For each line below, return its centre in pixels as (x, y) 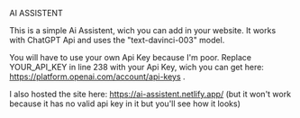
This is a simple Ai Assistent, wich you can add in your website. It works (143, 30)
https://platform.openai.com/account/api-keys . (98, 77)
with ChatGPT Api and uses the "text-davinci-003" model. (117, 40)
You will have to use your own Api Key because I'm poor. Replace (131, 57)
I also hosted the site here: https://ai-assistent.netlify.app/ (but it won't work (150, 94)
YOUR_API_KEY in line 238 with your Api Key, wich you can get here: (136, 67)
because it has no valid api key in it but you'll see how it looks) (125, 104)
